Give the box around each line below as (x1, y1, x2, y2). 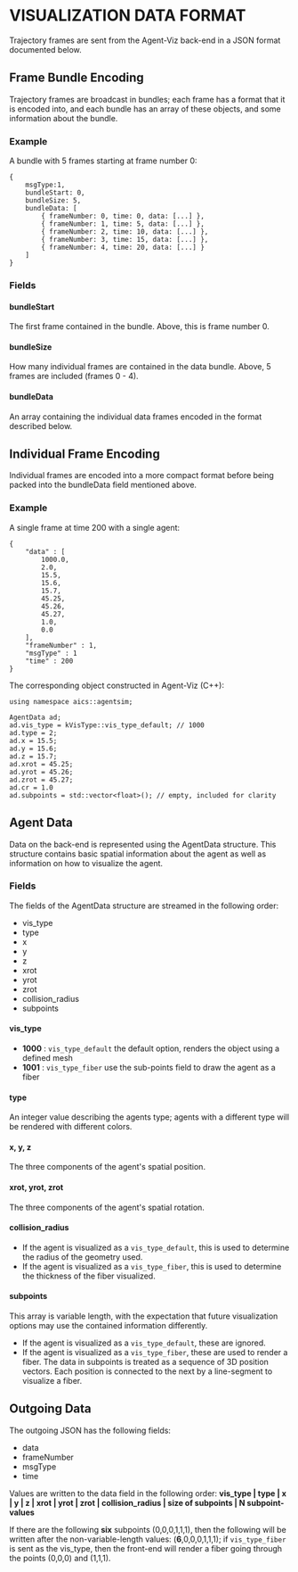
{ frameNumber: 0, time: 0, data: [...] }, (41, 211, 205, 221)
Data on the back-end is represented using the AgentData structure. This (9, 839, 277, 849)
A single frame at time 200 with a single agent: (9, 522, 181, 533)
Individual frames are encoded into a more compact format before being (9, 470, 274, 481)
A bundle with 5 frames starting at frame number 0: (9, 155, 197, 166)
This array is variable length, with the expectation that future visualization (9, 1311, 278, 1321)
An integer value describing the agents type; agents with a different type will (9, 1112, 290, 1122)
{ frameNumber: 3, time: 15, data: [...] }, (41, 236, 209, 244)
